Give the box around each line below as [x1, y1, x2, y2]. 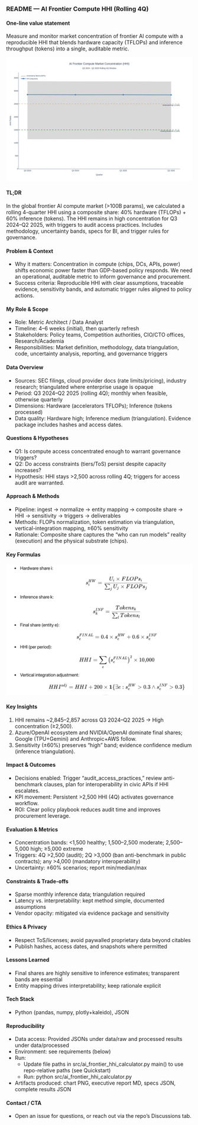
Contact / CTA [6, 1099, 42, 1106]
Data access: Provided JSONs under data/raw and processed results [14, 1036, 183, 1043]
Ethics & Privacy [6, 923, 47, 931]
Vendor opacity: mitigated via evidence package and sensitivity [14, 909, 170, 917]
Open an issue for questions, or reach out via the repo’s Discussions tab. [14, 1113, 192, 1120]
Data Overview [6, 364, 44, 371]
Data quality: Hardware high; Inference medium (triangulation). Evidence [14, 414, 191, 422]
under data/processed [14, 1042, 69, 1049]
